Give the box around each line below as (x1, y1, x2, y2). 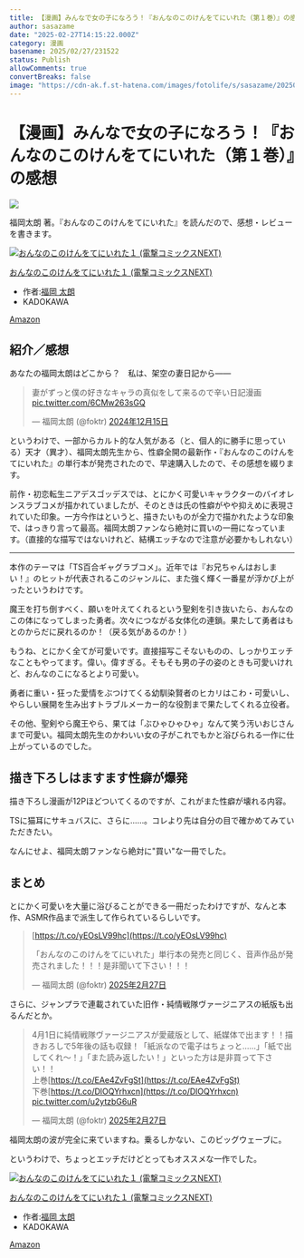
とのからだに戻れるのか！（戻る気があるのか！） (9, 627, 192, 638)
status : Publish (9, 55, 71, 64)
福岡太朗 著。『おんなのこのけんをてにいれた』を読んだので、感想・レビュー (9, 217, 293, 228)
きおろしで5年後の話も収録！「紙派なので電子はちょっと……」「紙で (31, 1040, 284, 1051)
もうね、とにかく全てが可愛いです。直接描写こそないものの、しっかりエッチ (9, 646, 294, 657)
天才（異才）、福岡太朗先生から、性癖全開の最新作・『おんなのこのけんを (24, 446, 295, 458)
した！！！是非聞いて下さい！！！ (62, 961, 191, 970)
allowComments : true (9, 64, 88, 73)
